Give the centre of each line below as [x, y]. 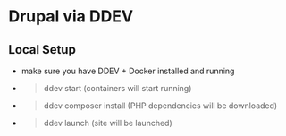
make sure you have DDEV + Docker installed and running [128, 71]
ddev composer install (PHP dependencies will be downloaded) [160, 106]
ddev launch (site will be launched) [108, 123]
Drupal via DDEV [71, 17]
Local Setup [42, 50]
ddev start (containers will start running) [118, 88]
